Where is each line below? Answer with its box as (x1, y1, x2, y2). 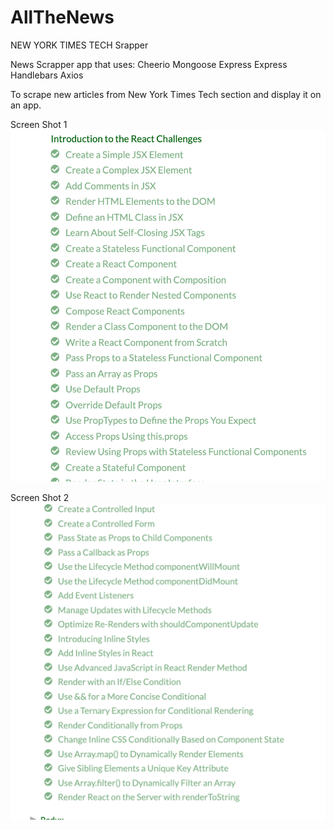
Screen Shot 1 (10, 118, 68, 130)
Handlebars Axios (10, 69, 84, 81)
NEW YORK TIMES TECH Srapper (10, 39, 149, 51)
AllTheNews (10, 6, 115, 29)
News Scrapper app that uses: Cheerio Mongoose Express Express (10, 58, 288, 70)
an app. (10, 99, 42, 111)
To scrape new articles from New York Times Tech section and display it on (10, 88, 322, 100)
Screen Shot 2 (10, 491, 70, 503)
